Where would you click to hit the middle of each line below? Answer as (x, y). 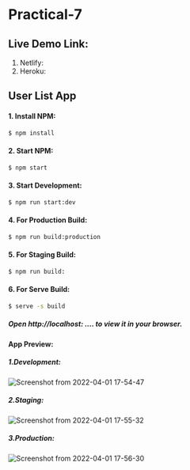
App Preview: (31, 344)
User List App (42, 96)
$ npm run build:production (55, 237)
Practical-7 (45, 15)
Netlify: (31, 63)
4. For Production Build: (48, 220)
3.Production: (32, 438)
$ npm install (32, 133)
